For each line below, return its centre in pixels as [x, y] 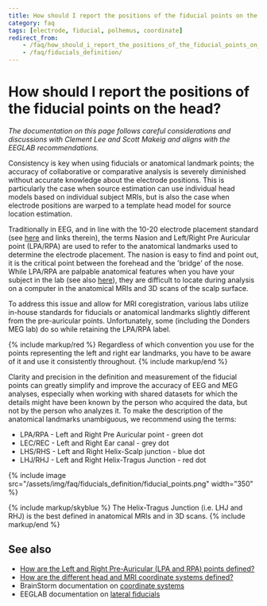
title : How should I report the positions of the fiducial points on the [133, 16]
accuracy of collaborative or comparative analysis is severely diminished [127, 171]
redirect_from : [33, 38]
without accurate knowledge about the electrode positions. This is [116, 180]
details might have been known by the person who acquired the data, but [128, 402]
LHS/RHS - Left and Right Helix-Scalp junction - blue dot [112, 451]
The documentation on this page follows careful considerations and [120, 130]
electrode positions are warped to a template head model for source [120, 205]
